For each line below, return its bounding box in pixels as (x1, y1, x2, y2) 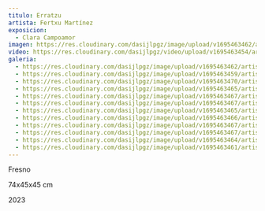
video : (8, 48, 30, 56)
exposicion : (8, 26, 47, 34)
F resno (8, 165, 32, 174)
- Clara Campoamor (15, 33, 77, 42)
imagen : (8, 41, 34, 49)
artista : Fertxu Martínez (8, 19, 93, 27)
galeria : (8, 56, 37, 64)
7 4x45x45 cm (8, 180, 54, 190)
